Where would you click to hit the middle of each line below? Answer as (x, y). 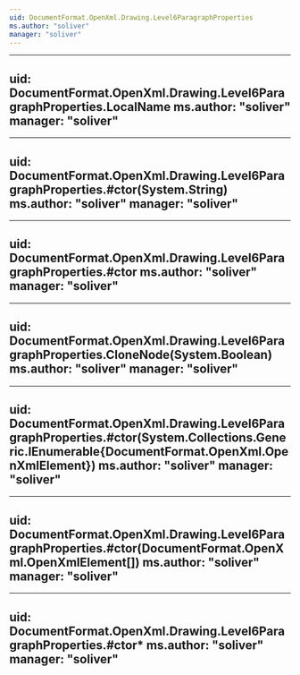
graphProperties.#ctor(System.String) (119, 189)
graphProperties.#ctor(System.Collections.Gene (148, 438)
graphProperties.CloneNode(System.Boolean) (141, 355)
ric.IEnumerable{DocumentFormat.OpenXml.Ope (149, 452)
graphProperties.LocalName (90, 107)
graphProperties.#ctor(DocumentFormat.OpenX (147, 548)
